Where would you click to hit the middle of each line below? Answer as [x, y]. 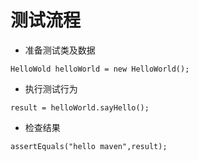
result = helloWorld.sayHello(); [80, 107]
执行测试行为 [51, 88]
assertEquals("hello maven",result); [89, 146]
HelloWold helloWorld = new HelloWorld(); [100, 69]
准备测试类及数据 [60, 50]
